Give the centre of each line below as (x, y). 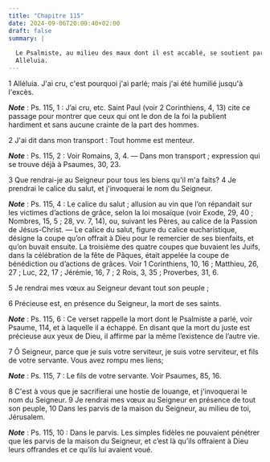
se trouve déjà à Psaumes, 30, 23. (65, 164)
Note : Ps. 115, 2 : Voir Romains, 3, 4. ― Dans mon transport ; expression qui (134, 155)
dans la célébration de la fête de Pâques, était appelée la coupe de (119, 255)
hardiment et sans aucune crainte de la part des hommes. (104, 125)
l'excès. (21, 92)
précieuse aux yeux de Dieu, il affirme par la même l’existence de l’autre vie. (134, 336)
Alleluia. (32, 61)
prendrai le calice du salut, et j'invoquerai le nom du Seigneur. (110, 188)
